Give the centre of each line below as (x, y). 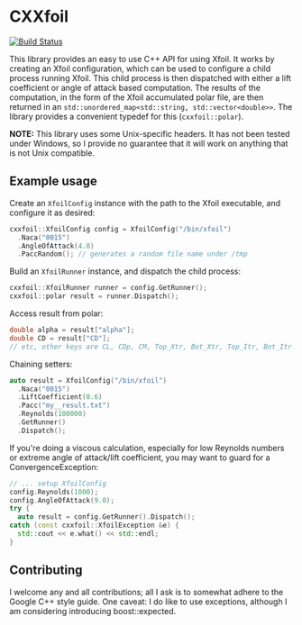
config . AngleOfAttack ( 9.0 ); (62, 500)
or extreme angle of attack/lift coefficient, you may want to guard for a (140, 457)
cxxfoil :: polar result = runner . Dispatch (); (94, 296)
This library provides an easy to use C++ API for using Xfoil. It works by (142, 59)
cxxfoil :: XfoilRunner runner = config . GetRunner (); (108, 288)
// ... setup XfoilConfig (58, 484)
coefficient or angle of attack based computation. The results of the (135, 87)
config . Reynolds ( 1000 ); (54, 492)
